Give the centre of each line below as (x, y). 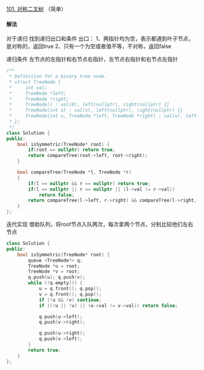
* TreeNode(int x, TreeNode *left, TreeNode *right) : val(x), (96, 116)
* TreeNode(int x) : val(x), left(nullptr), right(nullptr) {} (96, 110)
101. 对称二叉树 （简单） (36, 9)
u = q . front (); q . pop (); (70, 289)
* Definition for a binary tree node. (58, 77)
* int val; (28, 88)
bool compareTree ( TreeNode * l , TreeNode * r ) (74, 172)
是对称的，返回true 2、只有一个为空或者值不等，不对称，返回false (89, 46)
